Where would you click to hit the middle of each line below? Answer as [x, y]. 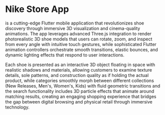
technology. [17, 107]
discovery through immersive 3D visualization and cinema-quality [73, 28]
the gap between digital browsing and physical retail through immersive [79, 101]
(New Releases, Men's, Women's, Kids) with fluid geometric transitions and [83, 85]
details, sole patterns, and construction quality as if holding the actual [77, 75]
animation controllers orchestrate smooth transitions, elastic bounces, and [82, 49]
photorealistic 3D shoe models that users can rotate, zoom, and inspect [79, 39]
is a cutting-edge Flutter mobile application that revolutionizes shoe [74, 23]
